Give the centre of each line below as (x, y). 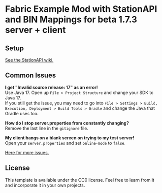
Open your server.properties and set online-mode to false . (65, 143)
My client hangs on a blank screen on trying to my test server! (70, 138)
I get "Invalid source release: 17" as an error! (51, 87)
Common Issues (31, 76)
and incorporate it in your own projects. (45, 185)
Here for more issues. (27, 152)
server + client (35, 30)
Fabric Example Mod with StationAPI (81, 9)
